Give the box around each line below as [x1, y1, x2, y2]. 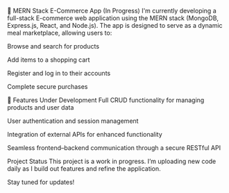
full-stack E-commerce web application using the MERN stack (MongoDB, [7, 14, 219, 22]
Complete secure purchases [7, 83, 88, 90]
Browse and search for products [7, 42, 99, 50]
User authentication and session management [7, 117, 139, 125]
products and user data [7, 103, 74, 111]
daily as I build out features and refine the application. [7, 165, 161, 173]
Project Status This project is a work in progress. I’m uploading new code [7, 157, 217, 165]
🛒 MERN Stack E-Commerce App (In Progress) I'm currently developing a [7, 7, 217, 15]
